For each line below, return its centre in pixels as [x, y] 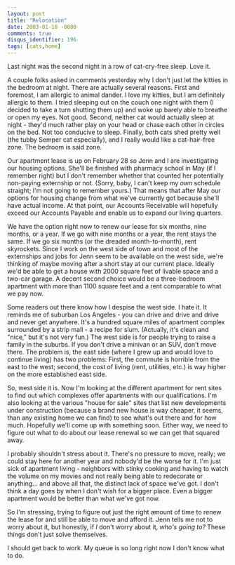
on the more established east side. [57, 374]
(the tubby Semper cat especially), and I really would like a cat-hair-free [111, 140]
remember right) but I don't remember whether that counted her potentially [116, 175]
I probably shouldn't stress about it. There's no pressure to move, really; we [116, 454]
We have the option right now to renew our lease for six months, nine [107, 226]
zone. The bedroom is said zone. [55, 147]
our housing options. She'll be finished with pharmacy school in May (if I [112, 168]
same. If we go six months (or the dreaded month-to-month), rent [102, 241]
